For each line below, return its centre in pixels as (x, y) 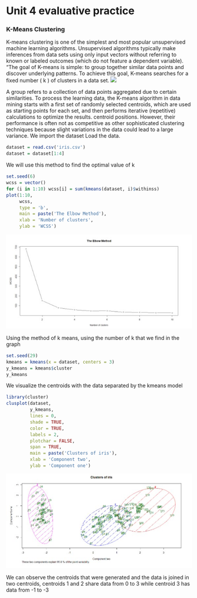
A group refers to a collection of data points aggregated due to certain (91, 92)
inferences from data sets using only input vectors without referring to (91, 55)
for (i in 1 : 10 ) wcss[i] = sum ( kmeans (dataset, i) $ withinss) (83, 189)
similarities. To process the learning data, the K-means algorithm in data (93, 98)
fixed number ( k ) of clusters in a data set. (58, 80)
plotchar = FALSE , (52, 441)
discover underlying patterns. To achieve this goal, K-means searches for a (97, 73)
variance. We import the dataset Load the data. (63, 136)
